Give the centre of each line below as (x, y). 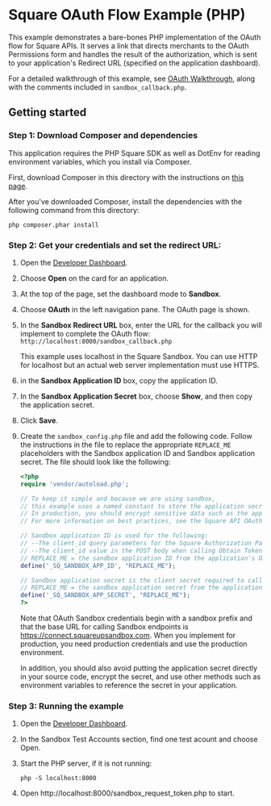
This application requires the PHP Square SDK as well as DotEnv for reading (134, 153)
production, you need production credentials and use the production (133, 644)
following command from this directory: (74, 210)
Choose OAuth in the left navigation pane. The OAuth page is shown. (135, 309)
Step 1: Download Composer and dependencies (103, 136)
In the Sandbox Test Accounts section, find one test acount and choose (139, 739)
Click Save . (39, 420)
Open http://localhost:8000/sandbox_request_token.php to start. (127, 793)
